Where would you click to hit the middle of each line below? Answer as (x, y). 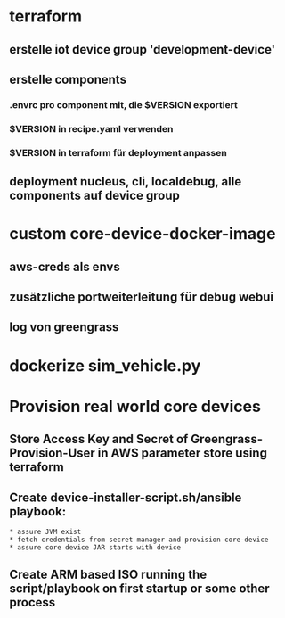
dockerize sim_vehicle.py (105, 365)
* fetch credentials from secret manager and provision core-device (139, 540)
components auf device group (95, 196)
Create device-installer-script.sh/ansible (126, 497)
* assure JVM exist (45, 532)
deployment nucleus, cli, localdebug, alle (126, 181)
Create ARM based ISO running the (108, 575)
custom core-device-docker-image (142, 234)
